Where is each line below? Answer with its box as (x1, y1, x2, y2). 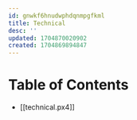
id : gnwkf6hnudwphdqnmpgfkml (8, 11, 105, 20)
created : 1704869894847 (8, 42, 88, 50)
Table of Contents (8, 76, 129, 94)
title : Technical (8, 19, 66, 27)
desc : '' (8, 26, 37, 34)
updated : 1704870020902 (8, 34, 88, 42)
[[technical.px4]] (19, 102, 76, 112)
